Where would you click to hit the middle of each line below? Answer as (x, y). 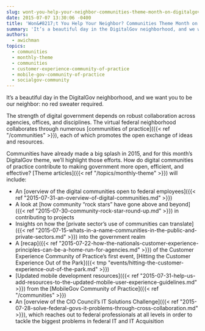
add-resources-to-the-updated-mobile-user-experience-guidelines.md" (106, 282)
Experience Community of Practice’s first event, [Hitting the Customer (103, 256)
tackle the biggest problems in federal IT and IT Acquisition (89, 321)
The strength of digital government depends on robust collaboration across (101, 116)
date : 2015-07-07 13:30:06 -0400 (49, 18)
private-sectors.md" (41, 237)
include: (16, 180)
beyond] (180, 205)
